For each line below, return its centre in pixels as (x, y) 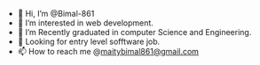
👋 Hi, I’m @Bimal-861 (56, 14)
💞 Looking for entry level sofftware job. (89, 41)
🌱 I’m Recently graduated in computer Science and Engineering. (134, 32)
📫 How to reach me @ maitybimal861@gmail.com (108, 51)
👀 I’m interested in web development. (85, 23)
